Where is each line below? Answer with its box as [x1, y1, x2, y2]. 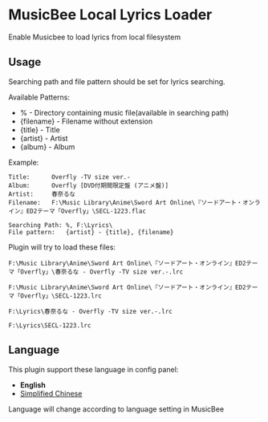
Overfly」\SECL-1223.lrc [19, 291, 103, 300]
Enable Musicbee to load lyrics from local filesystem [8, 32, 181, 42]
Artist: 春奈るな [8, 190, 76, 198]
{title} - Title [19, 124, 60, 134]
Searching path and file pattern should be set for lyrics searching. [8, 76, 226, 86]
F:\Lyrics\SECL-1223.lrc [8, 321, 91, 330]
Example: [8, 157, 39, 167]
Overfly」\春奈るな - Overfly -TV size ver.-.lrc [19, 267, 184, 276]
